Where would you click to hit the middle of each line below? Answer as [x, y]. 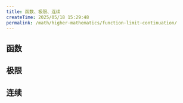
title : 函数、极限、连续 [33, 12]
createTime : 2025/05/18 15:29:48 [48, 17]
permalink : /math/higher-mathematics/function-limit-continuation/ [92, 23]
